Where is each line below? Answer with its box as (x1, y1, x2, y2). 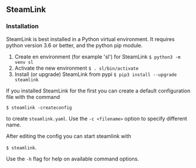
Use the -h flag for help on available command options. (6, 155, 140, 162)
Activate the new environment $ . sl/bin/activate (14, 64, 139, 71)
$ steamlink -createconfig (6, 105, 72, 111)
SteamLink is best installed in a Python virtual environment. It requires (6, 35, 175, 43)
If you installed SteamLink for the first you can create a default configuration (6, 87, 191, 94)
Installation (6, 22, 39, 30)
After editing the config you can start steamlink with (6, 132, 131, 139)
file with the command (6, 93, 60, 100)
